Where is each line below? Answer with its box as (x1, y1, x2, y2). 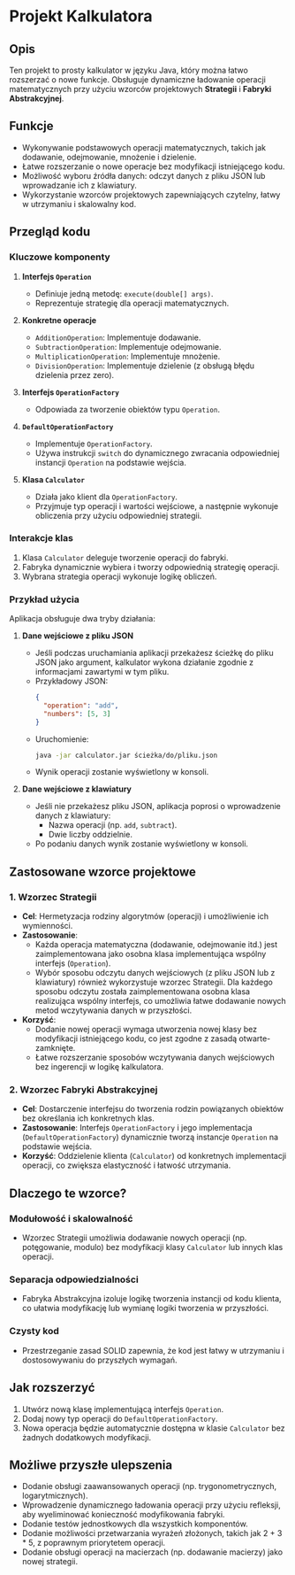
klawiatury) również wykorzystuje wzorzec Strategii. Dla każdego (34, 977, 274, 988)
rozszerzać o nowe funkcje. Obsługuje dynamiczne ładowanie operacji (9, 74, 267, 85)
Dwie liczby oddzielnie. (48, 830, 132, 840)
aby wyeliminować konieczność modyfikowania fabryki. (21, 1509, 225, 1520)
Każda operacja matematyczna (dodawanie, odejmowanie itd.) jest (34, 939, 278, 950)
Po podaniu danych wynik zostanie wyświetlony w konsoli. (34, 838, 249, 849)
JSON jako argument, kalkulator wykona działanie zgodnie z (34, 657, 254, 668)
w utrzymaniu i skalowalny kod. (21, 198, 137, 209)
